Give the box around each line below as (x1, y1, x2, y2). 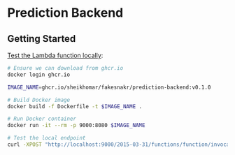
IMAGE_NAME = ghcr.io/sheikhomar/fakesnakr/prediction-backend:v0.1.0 (7, 84, 211, 91)
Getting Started (7, 33, 76, 45)
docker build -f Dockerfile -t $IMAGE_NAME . (7, 103, 142, 110)
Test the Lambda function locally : (7, 51, 104, 59)
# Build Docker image (7, 96, 71, 103)
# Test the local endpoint (7, 135, 86, 142)
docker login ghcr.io (7, 71, 71, 78)
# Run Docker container (7, 115, 77, 123)
